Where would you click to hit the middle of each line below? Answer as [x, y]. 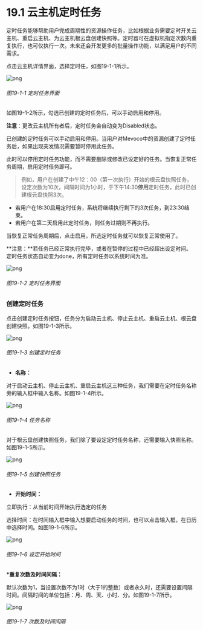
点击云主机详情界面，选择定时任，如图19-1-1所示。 [69, 66]
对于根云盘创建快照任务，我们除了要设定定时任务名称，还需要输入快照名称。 [101, 440]
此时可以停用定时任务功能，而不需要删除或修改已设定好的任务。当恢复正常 [99, 159]
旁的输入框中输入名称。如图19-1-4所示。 [56, 393]
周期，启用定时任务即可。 [43, 167]
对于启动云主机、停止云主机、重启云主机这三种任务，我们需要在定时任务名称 [101, 385]
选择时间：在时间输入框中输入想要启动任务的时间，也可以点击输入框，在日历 [101, 520]
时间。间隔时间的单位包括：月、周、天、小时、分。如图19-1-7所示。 [91, 595]
